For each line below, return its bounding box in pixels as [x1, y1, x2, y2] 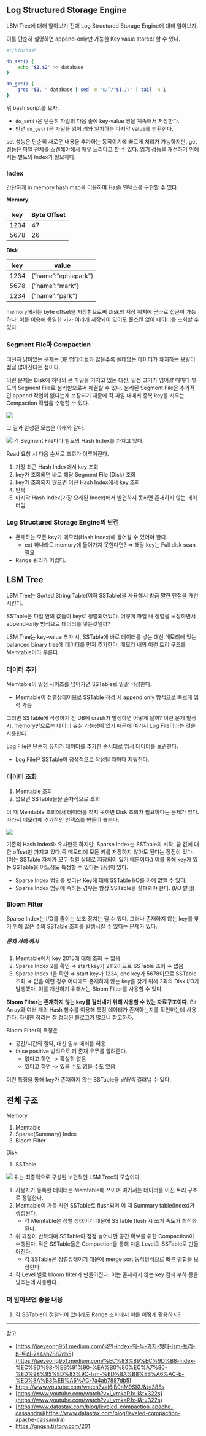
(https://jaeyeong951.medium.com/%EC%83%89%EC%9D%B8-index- [15, 1357, 196, 1364]
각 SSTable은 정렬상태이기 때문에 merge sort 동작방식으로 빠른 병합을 [24, 1255, 193, 1263]
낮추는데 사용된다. [15, 1279, 58, 1286]
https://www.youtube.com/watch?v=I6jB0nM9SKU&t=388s [15, 1383, 165, 1391]
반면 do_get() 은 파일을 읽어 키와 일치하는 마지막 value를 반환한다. [15, 125, 174, 132]
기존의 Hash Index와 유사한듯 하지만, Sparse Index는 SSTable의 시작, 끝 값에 [6, 841, 193, 848]
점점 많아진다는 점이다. [6, 363, 61, 370]
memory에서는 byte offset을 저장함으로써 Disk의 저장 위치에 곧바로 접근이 [6, 308, 185, 316]
